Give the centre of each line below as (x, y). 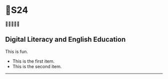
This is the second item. (37, 66)
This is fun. (17, 51)
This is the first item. (33, 61)
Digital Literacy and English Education (65, 39)
